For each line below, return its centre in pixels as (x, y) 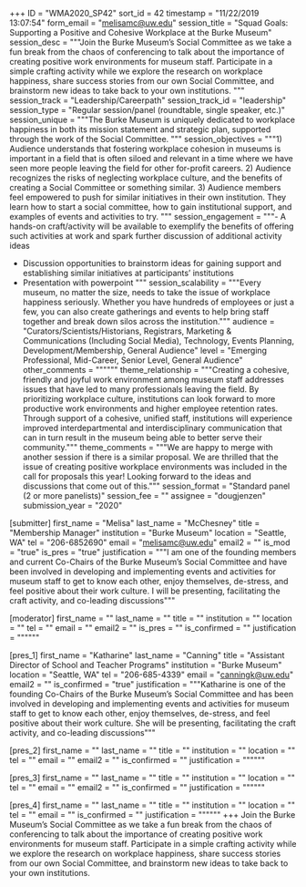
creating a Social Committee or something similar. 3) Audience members (145, 187)
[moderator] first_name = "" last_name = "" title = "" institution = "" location (151, 618)
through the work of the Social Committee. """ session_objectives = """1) (146, 139)
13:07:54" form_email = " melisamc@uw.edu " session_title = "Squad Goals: (149, 23)
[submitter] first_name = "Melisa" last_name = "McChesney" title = (135, 523)
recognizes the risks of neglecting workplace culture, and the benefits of (146, 178)
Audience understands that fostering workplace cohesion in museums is (145, 149)
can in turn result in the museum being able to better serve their (142, 438)
